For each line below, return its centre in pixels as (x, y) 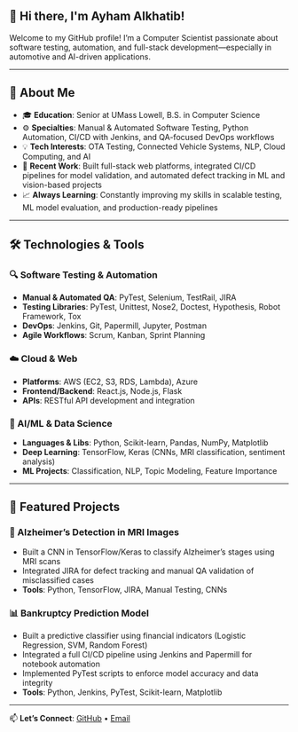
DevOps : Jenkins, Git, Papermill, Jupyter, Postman (114, 326)
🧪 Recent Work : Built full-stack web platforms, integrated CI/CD (139, 166)
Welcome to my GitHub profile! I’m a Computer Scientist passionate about (144, 37)
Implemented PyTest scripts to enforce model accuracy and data (140, 673)
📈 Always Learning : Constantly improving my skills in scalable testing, (152, 194)
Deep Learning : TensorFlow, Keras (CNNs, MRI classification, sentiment (153, 452)
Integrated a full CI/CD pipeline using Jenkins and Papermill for (137, 654)
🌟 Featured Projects (65, 507)
